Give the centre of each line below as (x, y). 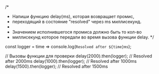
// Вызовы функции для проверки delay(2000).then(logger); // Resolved (79, 56)
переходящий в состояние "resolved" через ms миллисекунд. (77, 22)
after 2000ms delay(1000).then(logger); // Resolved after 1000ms (71, 61)
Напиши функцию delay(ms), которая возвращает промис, (73, 16)
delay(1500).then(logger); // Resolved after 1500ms (57, 66)
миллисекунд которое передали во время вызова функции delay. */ (83, 37)
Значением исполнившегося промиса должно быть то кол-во (77, 32)
